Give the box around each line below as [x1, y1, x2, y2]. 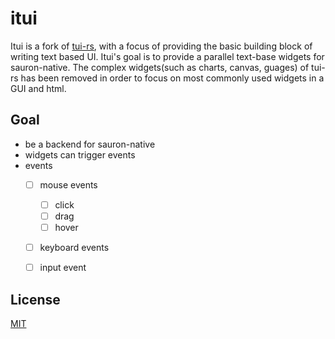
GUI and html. [10, 82, 67, 94]
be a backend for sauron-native [24, 138, 156, 150]
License [10, 291, 61, 308]
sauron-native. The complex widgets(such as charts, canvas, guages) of [10, 61, 310, 73]
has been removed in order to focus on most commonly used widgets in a [20, 72, 325, 84]
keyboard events [39, 242, 110, 253]
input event [39, 262, 87, 274]
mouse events [39, 178, 98, 191]
